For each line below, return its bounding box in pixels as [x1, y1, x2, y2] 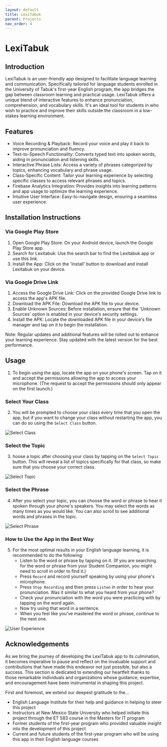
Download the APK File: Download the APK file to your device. [12, 300, 140, 307]
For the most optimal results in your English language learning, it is [12, 547, 150, 553]
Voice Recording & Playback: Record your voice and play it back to [12, 141, 150, 147]
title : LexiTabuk [5, 12, 41, 17]
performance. [5, 342, 33, 348]
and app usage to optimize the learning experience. [12, 188, 119, 195]
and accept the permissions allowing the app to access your [12, 375, 136, 381]
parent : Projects [5, 16, 41, 21]
